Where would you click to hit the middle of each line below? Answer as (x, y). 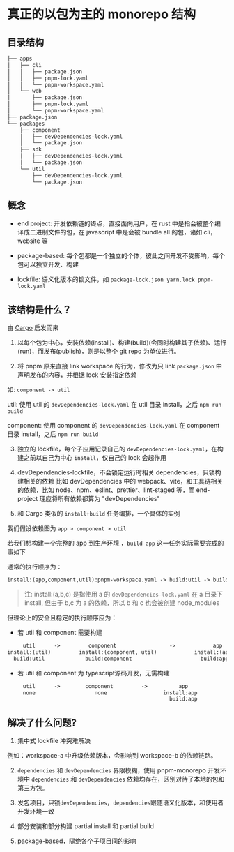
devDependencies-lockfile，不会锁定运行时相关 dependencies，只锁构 (119, 472)
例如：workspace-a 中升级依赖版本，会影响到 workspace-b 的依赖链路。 (112, 756)
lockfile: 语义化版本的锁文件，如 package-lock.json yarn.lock (106, 279)
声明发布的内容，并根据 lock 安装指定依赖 (77, 375)
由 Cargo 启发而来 (33, 328)
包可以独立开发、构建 (48, 264)
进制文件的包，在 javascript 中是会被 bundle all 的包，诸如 (119, 232)
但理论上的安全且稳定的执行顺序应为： (62, 618)
